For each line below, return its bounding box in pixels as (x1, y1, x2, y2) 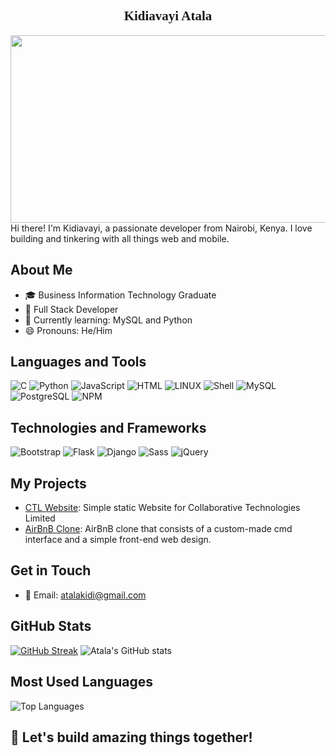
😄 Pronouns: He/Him (24, 324, 113, 336)
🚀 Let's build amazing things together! (10, 729, 253, 746)
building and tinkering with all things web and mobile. (10, 232, 230, 244)
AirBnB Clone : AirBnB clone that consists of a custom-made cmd (24, 523, 293, 535)
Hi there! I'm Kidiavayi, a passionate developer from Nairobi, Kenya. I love (10, 222, 313, 234)
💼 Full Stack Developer (24, 303, 119, 315)
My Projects (10, 475, 87, 492)
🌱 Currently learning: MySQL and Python (24, 314, 193, 326)
